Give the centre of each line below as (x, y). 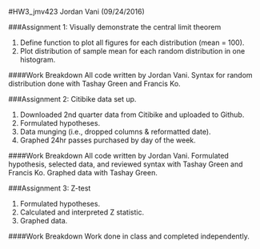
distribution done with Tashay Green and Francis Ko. (95, 84)
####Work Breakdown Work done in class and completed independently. (129, 236)
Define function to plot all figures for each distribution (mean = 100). (132, 42)
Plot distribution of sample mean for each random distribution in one (132, 51)
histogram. (38, 60)
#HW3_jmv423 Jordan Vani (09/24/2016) (77, 12)
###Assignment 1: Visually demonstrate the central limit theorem (115, 27)
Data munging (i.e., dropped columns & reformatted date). (115, 132)
